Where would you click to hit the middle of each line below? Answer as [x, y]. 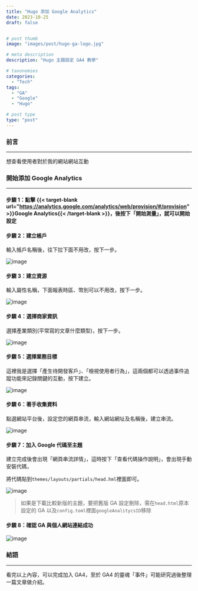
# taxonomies [22, 71]
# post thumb [22, 38]
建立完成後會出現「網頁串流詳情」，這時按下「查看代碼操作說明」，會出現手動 [99, 459]
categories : [21, 76]
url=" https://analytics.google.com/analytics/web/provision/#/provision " [98, 206]
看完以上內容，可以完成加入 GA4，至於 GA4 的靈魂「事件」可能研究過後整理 [99, 574]
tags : [13, 87]
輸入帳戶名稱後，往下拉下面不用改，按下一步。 [63, 250]
